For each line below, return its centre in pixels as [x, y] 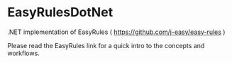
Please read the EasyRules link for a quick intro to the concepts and [106, 45]
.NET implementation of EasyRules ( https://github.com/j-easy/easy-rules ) [116, 32]
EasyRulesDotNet [60, 12]
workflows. [24, 53]
